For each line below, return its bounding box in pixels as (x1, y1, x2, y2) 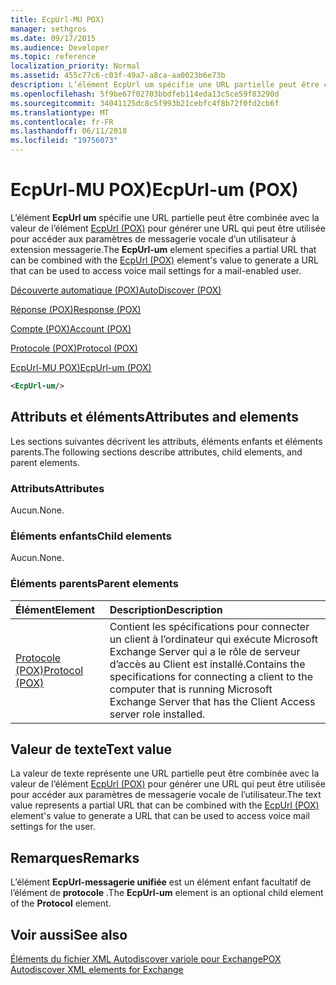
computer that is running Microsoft (109, 682, 273, 696)
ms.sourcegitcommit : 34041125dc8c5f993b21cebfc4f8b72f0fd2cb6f (10, 98, 280, 108)
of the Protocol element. (10, 897, 112, 910)
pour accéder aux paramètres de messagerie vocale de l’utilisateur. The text (10, 789, 322, 801)
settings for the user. (10, 821, 96, 833)
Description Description (109, 602, 223, 616)
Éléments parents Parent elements (10, 577, 179, 591)
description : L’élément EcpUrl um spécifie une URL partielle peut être (10, 80, 320, 90)
